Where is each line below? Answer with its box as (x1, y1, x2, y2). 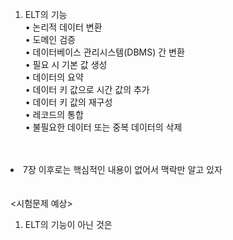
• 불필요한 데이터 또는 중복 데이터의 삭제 (24, 121, 183, 133)
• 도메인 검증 (24, 34, 76, 45)
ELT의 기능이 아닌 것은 (24, 219, 113, 230)
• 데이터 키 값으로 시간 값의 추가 (24, 84, 150, 95)
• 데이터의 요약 (24, 71, 84, 83)
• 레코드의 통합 (24, 109, 84, 120)
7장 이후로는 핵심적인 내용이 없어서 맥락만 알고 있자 (23, 164, 223, 175)
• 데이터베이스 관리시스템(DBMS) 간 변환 (24, 46, 185, 58)
